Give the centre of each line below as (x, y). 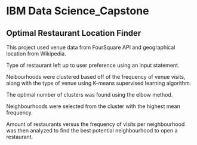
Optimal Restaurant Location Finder (74, 33)
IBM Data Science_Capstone (78, 11)
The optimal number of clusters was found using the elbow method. (90, 95)
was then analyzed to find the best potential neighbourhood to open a (92, 130)
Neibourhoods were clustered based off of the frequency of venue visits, (96, 77)
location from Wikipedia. (36, 54)
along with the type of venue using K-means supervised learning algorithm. (99, 83)
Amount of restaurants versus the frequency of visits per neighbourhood (96, 124)
